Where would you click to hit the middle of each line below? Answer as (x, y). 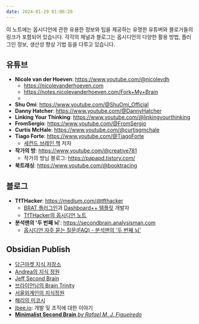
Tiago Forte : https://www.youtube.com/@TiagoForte (79, 136)
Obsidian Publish (38, 249)
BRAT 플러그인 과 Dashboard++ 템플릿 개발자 (76, 208)
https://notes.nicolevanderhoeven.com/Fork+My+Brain (91, 92)
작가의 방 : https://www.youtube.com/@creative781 (76, 151)
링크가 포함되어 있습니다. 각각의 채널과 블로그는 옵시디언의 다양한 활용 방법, (93, 37)
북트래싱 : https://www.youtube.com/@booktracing (76, 166)
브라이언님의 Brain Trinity (45, 285)
